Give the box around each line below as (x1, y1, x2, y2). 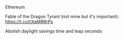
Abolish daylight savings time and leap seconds (5, 28, 102, 34)
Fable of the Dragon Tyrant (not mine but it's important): (5, 14, 120, 19)
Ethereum (5, 4, 25, 10)
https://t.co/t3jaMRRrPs (5, 19, 53, 24)
